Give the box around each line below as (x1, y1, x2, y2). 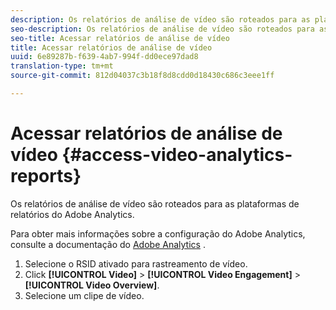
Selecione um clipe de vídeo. (24, 289, 145, 301)
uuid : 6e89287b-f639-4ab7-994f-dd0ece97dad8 (10, 52, 199, 62)
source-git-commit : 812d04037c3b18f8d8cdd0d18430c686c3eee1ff (10, 71, 275, 81)
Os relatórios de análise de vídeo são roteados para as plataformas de (10, 197, 300, 210)
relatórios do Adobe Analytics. (10, 208, 135, 220)
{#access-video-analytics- (61, 144, 293, 166)
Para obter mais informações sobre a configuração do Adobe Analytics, (10, 227, 306, 240)
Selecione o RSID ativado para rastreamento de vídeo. (24, 257, 248, 270)
